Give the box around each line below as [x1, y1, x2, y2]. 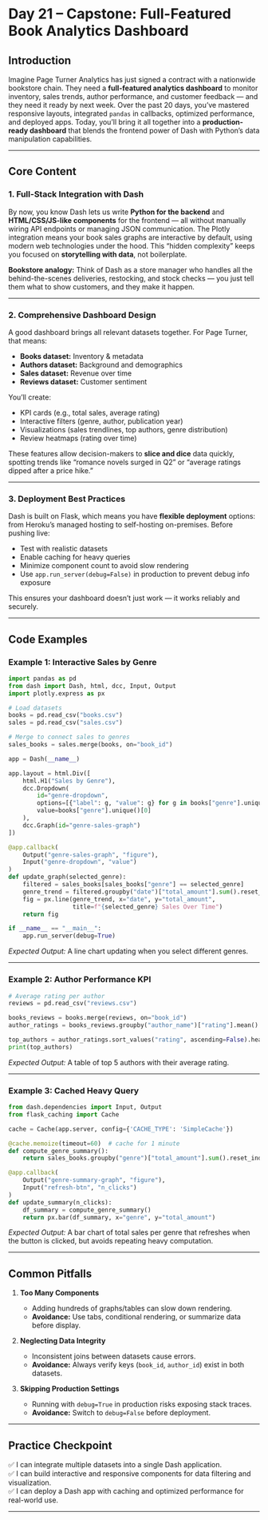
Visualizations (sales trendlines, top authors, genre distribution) [19, 424, 229, 434]
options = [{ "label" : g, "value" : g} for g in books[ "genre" [37, 799, 238, 807]
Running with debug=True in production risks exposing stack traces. [31, 1399, 252, 1409]
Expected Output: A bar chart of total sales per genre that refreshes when [8, 1228, 250, 1237]
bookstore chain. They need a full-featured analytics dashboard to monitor [8, 83, 258, 93]
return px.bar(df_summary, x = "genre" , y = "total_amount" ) [22, 1213, 216, 1221]
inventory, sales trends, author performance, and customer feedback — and [8, 92, 258, 101]
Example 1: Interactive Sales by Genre [8, 656, 157, 667]
